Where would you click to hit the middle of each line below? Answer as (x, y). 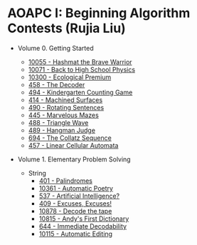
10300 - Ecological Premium (70, 77)
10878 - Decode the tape (75, 211)
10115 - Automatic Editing (75, 234)
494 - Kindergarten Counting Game (80, 92)
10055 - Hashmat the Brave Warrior (80, 61)
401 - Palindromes (65, 181)
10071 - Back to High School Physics (82, 69)
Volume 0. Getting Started (55, 48)
